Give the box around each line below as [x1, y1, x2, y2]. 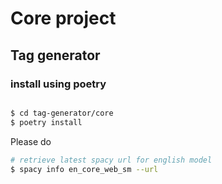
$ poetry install [10, 117, 83, 127]
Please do [10, 135, 52, 147]
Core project [10, 7, 117, 30]
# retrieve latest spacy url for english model [10, 155, 213, 165]
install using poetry [10, 77, 107, 91]
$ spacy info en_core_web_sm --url [10, 164, 159, 174]
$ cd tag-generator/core [10, 108, 114, 118]
